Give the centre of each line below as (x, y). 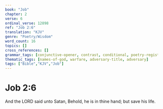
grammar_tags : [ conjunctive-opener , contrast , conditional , (67, 55)
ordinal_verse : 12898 (27, 23)
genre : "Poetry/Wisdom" (29, 37)
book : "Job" (17, 9)
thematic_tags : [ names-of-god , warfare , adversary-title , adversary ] (77, 59)
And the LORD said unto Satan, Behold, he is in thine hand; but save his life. (80, 101)
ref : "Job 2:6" (20, 28)
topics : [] (16, 46)
